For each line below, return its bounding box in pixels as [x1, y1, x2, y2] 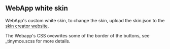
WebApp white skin [5, 4, 69, 13]
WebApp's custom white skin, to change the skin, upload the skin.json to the [5, 17, 165, 23]
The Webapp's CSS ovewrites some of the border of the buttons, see [5, 32, 150, 38]
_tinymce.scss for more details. [5, 38, 71, 44]
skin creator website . [5, 23, 49, 29]
